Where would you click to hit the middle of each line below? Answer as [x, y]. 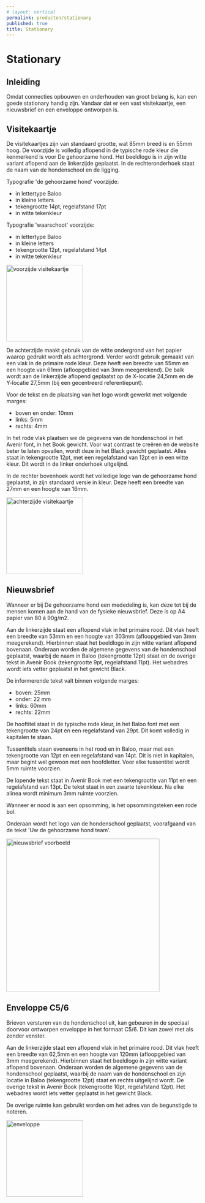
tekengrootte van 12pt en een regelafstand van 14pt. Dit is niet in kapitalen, [100, 755]
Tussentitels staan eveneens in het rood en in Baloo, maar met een [90, 749]
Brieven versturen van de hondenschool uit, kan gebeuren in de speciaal [98, 1023]
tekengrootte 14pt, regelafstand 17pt [61, 207]
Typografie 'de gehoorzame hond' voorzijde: [63, 182]
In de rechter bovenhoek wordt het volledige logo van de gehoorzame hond [102, 476]
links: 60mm [31, 705]
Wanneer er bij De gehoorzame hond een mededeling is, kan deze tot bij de [102, 605]
